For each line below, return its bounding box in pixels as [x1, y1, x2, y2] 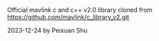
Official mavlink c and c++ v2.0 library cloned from [7, 6, 153, 14]
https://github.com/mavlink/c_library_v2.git [7, 13, 130, 21]
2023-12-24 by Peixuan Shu [7, 27, 88, 34]
